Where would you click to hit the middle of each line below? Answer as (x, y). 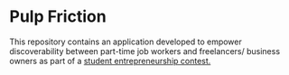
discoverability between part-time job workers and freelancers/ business (145, 51)
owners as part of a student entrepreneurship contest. (110, 61)
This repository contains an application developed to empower (126, 42)
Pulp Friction (58, 17)
